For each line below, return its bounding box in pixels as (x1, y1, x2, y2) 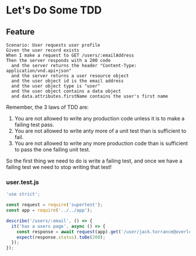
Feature (6, 27, 35, 37)
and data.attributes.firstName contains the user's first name (11, 94, 168, 99)
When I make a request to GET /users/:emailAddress (6, 53, 134, 58)
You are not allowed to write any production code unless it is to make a (14, 115, 185, 122)
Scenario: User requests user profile (6, 42, 100, 48)
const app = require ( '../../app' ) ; (6, 207, 93, 213)
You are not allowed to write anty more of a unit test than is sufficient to (14, 127, 187, 134)
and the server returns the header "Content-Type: (11, 63, 137, 68)
